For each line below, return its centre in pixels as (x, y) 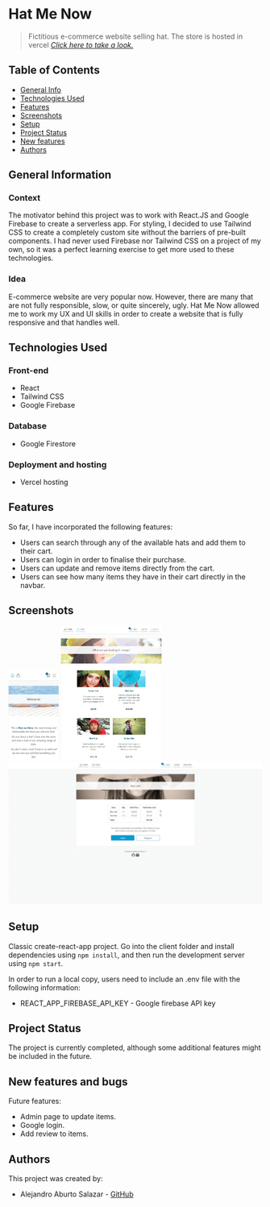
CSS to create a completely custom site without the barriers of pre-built (127, 232)
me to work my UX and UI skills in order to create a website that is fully (126, 313)
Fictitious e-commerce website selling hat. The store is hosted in (135, 36)
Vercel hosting (44, 482)
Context (25, 198)
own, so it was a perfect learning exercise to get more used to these (121, 250)
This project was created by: (56, 1179)
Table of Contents (54, 71)
